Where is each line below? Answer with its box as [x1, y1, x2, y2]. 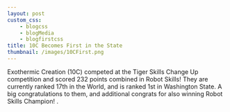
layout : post [7, 10, 45, 17]
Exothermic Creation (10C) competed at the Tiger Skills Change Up [7, 67, 199, 76]
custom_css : [7, 17, 42, 24]
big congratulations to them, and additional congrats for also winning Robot [7, 89, 223, 97]
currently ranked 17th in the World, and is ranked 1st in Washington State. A [7, 82, 222, 91]
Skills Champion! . [7, 97, 59, 105]
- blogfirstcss [19, 36, 64, 43]
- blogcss [19, 23, 49, 30]
